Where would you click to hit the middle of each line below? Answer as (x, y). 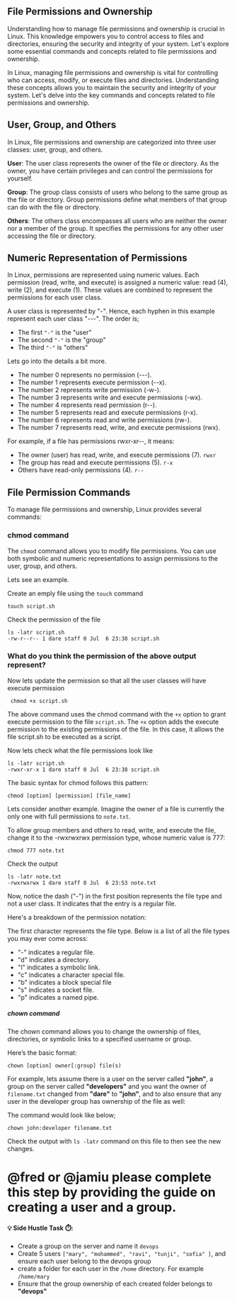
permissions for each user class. (55, 297)
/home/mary (34, 1277)
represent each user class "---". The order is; (73, 319)
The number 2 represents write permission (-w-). (89, 390)
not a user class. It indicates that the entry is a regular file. (92, 903)
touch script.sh (31, 606)
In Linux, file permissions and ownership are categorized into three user (112, 142)
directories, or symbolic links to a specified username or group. (100, 1039)
